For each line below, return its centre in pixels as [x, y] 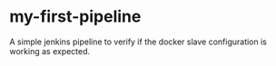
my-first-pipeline [75, 17]
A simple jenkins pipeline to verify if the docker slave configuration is [138, 42]
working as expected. [50, 51]
